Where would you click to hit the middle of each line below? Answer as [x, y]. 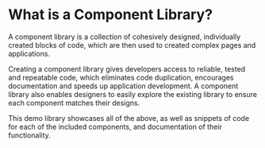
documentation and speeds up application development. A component [123, 86]
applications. [29, 53]
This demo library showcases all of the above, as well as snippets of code [129, 118]
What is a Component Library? [110, 15]
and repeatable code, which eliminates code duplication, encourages [121, 77]
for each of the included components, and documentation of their [115, 127]
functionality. [30, 135]
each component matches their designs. [74, 103]
